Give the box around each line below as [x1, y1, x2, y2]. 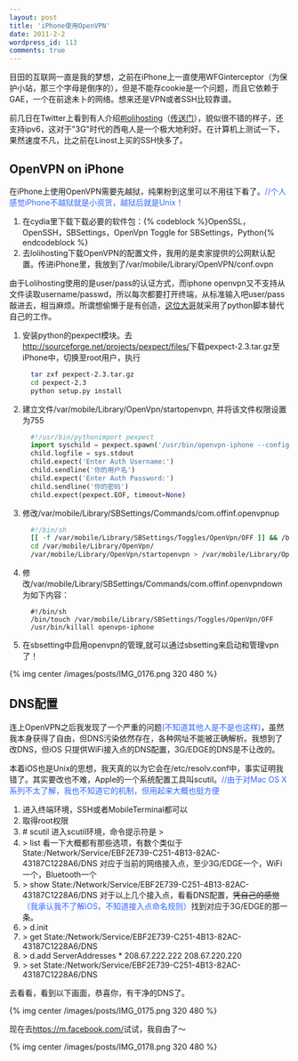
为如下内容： [21, 590, 69, 600]
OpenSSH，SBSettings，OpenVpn [21, 227, 149, 237]
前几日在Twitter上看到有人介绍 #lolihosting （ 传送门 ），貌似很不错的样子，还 [9, 113, 284, 124]
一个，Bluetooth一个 [21, 869, 97, 880]
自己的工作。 [9, 310, 56, 321]
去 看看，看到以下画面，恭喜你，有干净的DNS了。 [9, 987, 189, 998]
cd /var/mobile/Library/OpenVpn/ [30, 542, 155, 551]
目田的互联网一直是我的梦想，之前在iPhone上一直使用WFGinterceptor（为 [9, 72, 280, 83]
